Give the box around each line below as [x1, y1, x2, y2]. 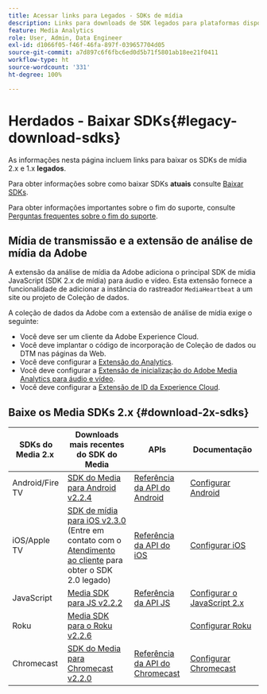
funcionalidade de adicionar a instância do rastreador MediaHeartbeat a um [8, 284, 253, 294]
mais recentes [69, 439, 125, 450]
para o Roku [67, 620, 113, 631]
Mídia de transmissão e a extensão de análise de [8, 233, 253, 247]
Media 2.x [15, 449, 54, 461]
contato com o [67, 535, 122, 546]
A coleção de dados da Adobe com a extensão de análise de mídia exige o [8, 308, 253, 318]
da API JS [133, 597, 171, 608]
